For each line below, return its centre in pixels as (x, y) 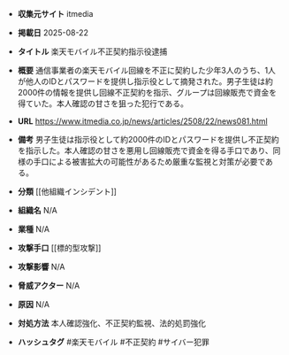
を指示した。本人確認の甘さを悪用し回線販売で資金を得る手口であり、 (145, 150)
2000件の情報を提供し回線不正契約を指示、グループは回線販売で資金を (147, 93)
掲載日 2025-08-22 (53, 33)
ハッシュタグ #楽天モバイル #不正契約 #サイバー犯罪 (113, 342)
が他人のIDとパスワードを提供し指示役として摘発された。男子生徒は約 (145, 81)
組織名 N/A (37, 210)
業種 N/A (34, 229)
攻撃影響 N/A (41, 266)
